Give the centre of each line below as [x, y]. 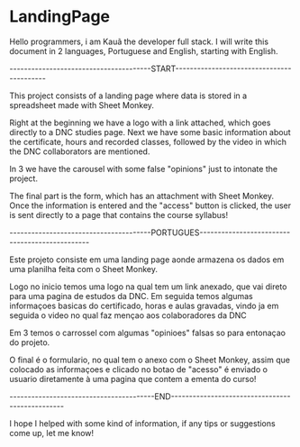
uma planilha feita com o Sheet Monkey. [83, 269]
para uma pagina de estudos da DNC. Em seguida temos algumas [132, 296]
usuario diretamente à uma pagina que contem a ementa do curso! [133, 379]
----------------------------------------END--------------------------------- [150, 396]
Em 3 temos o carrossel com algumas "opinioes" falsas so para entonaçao [148, 333]
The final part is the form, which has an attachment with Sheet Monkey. [142, 196]
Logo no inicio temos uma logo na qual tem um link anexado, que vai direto [148, 287]
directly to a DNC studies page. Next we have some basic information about [150, 132]
